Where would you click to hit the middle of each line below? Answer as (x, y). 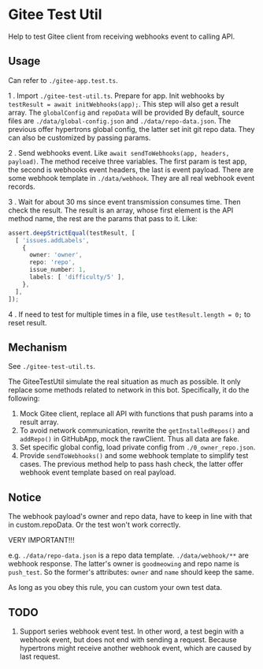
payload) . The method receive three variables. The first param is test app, (128, 161)
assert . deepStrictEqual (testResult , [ (72, 233)
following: (24, 398)
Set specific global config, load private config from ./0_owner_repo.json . (137, 447)
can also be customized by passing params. (80, 137)
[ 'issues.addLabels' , (52, 240)
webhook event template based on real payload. (98, 472)
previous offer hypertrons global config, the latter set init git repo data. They (131, 129)
